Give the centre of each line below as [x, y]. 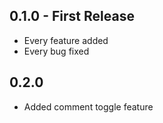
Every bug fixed [56, 51]
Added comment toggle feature [88, 106]
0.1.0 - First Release [72, 16]
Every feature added [66, 40]
